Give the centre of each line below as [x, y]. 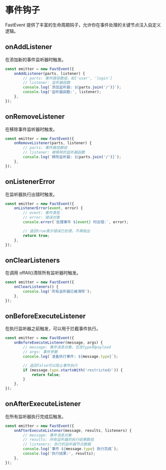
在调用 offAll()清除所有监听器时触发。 [43, 273]
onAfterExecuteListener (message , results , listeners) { [73, 430]
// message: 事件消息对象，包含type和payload [67, 348]
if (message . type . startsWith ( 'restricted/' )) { [73, 370]
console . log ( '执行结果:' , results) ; [59, 454]
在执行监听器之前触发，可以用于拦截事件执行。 [53, 329]
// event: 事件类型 [42, 213]
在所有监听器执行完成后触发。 [35, 416]
